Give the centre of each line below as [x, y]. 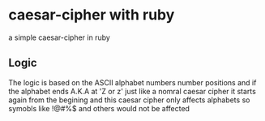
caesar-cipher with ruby [92, 15]
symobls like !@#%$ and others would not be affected [99, 108]
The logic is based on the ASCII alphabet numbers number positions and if [132, 82]
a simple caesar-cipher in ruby [60, 37]
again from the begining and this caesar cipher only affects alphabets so [129, 100]
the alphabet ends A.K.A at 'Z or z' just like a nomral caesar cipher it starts [132, 91]
